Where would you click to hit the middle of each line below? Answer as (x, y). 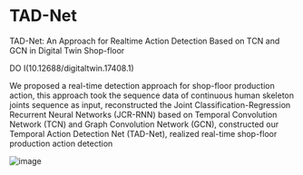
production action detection (61, 143)
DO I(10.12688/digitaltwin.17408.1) (72, 68)
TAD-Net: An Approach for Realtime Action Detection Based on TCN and (145, 41)
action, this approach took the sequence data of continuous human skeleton (152, 95)
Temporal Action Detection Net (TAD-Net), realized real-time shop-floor (143, 133)
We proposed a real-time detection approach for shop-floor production (142, 85)
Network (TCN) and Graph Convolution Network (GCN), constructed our (144, 124)
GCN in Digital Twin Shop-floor (67, 50)
